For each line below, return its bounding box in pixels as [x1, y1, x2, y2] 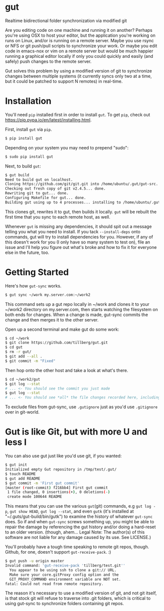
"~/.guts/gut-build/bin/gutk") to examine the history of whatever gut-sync [5, 513, 153, 519]
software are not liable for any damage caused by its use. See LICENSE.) [5, 535, 151, 540]
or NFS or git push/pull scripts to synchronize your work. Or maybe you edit [5, 43, 157, 49]
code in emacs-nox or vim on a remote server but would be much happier [5, 48, 154, 54]
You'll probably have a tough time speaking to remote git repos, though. [5, 544, 149, 550]
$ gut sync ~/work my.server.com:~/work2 [5, 292, 91, 297]
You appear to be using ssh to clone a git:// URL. [9, 567, 117, 572]
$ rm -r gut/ [5, 349, 32, 354]
